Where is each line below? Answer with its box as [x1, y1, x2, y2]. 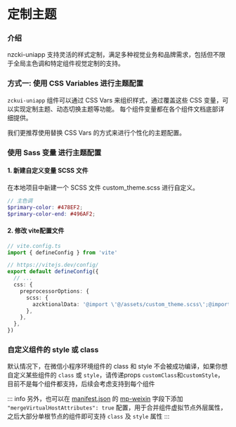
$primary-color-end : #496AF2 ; [7, 210, 96, 218]
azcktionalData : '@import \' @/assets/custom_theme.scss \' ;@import [32, 301, 231, 308]
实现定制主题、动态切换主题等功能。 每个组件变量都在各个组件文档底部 [13, 105, 218, 113]
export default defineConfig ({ [7, 268, 99, 275]
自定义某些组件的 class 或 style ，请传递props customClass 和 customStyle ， [7, 371, 224, 379]
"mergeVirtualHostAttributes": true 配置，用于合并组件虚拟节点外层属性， [7, 403, 227, 412]
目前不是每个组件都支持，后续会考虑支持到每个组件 [7, 380, 155, 388]
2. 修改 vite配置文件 [7, 226, 65, 235]
